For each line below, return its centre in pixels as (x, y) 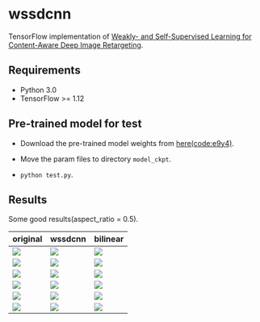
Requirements (44, 71)
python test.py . (47, 174)
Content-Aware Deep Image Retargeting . (76, 44)
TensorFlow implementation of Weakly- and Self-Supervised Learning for (130, 36)
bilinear (109, 239)
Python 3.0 (38, 90)
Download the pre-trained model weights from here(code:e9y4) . (127, 143)
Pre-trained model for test (75, 124)
